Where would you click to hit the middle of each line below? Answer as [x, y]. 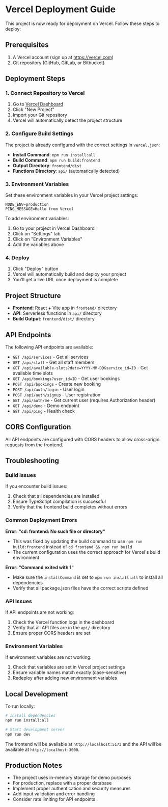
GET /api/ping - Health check [44, 411]
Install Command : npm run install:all [54, 154]
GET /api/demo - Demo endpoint [46, 406]
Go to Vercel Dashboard [38, 104]
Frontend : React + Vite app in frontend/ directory [65, 308]
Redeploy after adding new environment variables [65, 678]
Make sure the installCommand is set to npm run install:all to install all [88, 577]
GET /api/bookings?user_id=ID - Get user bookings [66, 379]
